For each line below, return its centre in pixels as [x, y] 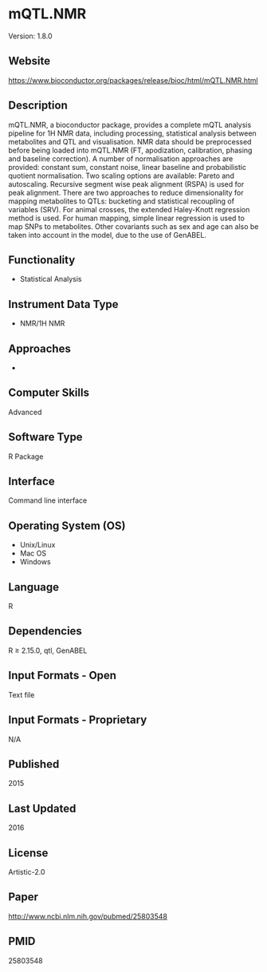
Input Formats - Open [63, 676]
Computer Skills [49, 393]
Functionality [42, 260]
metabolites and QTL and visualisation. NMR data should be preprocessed [130, 141]
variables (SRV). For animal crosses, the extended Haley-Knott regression [129, 209]
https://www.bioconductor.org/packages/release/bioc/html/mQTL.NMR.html [133, 80]
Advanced [25, 412]
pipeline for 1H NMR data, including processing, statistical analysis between [132, 133]
